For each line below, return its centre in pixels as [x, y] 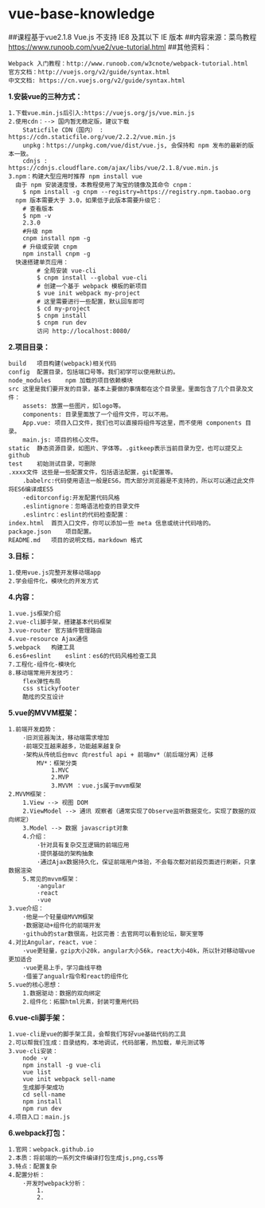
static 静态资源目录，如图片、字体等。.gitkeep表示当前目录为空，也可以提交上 [126, 448]
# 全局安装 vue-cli [67, 271]
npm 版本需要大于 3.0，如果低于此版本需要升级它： [89, 200]
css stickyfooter [51, 688]
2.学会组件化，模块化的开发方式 [53, 581]
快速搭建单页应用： [42, 262]
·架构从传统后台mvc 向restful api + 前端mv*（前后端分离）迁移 [118, 755]
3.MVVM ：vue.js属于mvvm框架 [96, 786]
